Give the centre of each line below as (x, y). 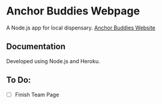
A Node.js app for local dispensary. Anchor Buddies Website (81, 28)
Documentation (36, 47)
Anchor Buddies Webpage (73, 11)
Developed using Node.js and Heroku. (53, 61)
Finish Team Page (37, 94)
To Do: (19, 80)
